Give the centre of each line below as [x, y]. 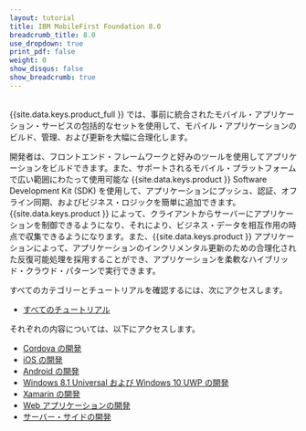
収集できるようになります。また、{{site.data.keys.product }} [139, 236]
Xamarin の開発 [51, 394]
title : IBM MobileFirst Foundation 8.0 [85, 26]
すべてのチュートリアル [67, 309]
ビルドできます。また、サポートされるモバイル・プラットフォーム [173, 168]
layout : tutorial [42, 18]
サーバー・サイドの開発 [67, 416]
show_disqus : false [47, 69]
